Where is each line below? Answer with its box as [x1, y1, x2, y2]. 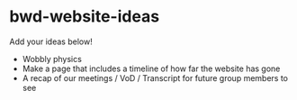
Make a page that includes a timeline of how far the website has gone [22, 63, 281, 74]
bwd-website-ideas [9, 6, 160, 27]
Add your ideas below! [9, 36, 93, 47]
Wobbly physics [22, 53, 83, 64]
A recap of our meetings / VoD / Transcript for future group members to [22, 72, 289, 83]
